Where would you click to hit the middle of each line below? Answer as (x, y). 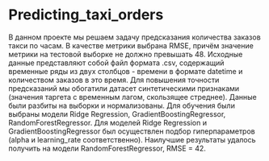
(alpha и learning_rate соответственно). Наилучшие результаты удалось (132, 139)
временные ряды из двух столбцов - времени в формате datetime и (126, 71)
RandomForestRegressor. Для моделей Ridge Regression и (108, 122)
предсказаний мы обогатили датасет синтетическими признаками (124, 88)
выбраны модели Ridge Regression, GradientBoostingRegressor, (117, 114)
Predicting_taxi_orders (86, 15)
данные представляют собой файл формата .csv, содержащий (116, 63)
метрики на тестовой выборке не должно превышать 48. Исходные (126, 54)
